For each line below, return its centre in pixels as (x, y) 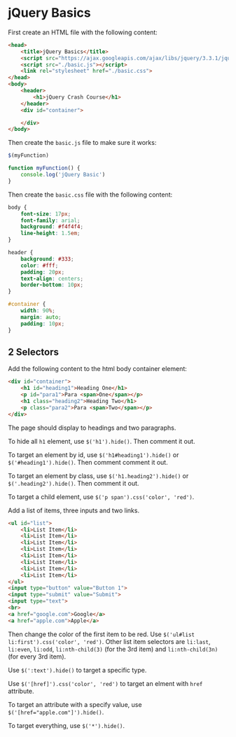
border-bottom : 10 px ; (52, 285)
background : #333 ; (47, 259)
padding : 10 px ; (43, 323)
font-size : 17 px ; (46, 214)
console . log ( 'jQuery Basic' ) (63, 175)
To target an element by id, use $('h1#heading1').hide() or (93, 455)
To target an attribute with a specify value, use (75, 704)
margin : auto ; (41, 317)
